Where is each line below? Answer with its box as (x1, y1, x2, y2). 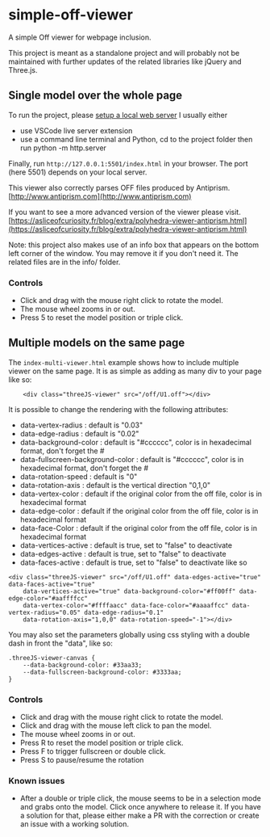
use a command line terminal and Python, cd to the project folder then (19, 134, 253, 144)
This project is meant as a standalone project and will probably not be (8, 48, 240, 57)
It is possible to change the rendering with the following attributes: (8, 404, 229, 414)
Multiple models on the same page (8, 336, 185, 350)
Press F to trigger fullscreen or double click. (19, 747, 167, 756)
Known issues (8, 776, 65, 787)
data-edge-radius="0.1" (84, 608, 164, 616)
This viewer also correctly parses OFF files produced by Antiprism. (8, 183, 231, 192)
